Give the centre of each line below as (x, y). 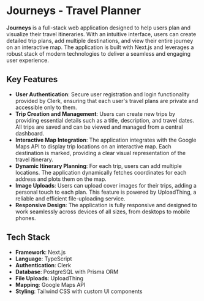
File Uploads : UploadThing (49, 278)
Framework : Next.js (40, 252)
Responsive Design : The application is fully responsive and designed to (106, 205)
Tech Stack (28, 238)
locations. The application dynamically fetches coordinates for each (101, 172)
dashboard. (30, 133)
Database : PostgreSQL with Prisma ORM (67, 272)
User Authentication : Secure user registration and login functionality (102, 94)
